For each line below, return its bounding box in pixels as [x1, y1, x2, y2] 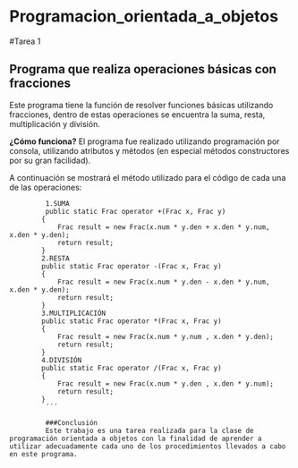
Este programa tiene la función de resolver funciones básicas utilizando [9, 99, 274, 110]
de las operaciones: [9, 182, 82, 192]
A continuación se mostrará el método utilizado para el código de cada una [9, 172, 286, 183]
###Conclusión [45, 418, 98, 427]
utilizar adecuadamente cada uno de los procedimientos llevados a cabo [9, 441, 286, 451]
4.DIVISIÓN [41, 355, 82, 364]
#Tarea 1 [9, 36, 41, 47]
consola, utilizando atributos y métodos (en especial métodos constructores [9, 145, 290, 156]
